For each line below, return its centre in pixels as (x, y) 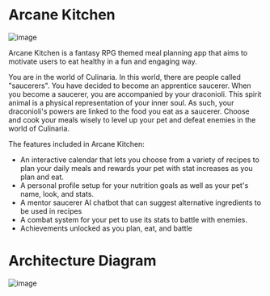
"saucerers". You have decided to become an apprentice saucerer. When (130, 85)
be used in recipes (51, 211)
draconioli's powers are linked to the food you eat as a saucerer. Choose (129, 111)
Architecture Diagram (82, 261)
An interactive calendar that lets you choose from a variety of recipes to (140, 160)
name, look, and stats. (57, 194)
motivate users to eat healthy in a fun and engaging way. (103, 61)
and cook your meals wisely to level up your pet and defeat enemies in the (132, 119)
